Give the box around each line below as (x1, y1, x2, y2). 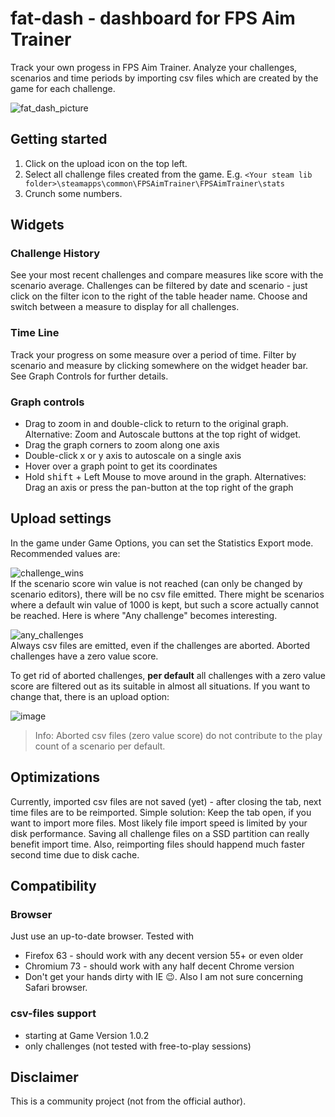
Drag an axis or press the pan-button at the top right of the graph (24, 482, 294, 494)
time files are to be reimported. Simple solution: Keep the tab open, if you (10, 806, 312, 818)
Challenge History (10, 247, 100, 261)
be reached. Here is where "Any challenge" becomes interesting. (10, 609, 278, 621)
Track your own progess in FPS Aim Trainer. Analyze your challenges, (10, 61, 298, 73)
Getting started (10, 131, 108, 148)
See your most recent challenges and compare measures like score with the (10, 269, 324, 281)
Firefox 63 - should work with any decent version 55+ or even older (24, 950, 304, 962)
